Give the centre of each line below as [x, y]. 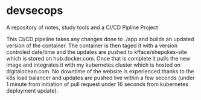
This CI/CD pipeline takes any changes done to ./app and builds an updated [100, 39]
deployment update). [32, 90]
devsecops [35, 11]
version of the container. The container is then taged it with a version [92, 45]
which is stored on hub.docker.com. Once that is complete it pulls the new [98, 58]
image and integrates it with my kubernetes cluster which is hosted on [94, 65]
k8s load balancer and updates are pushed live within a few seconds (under [101, 78]
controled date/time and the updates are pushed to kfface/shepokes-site [97, 52]
